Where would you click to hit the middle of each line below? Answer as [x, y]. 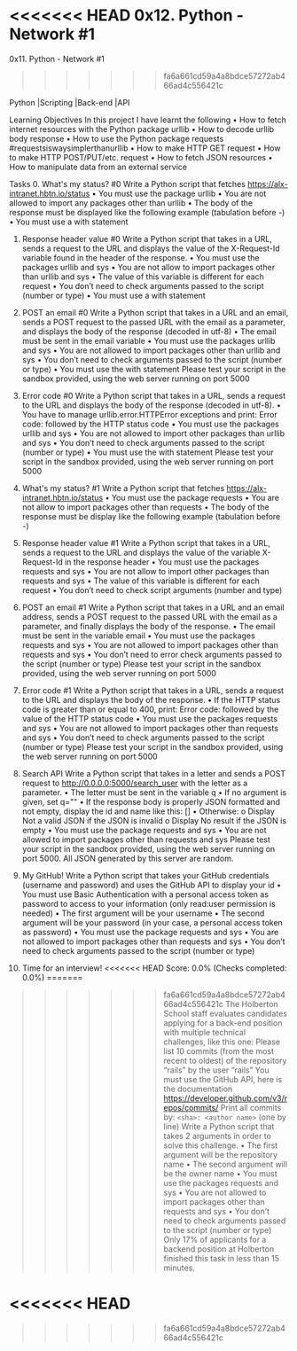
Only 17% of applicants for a [215, 1239]
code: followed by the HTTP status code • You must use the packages [150, 424]
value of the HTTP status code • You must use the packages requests [149, 718]
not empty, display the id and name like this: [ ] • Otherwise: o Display [148, 811]
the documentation [198, 1089]
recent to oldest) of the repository [225, 1060]
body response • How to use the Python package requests [117, 138]
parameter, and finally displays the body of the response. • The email [148, 626]
